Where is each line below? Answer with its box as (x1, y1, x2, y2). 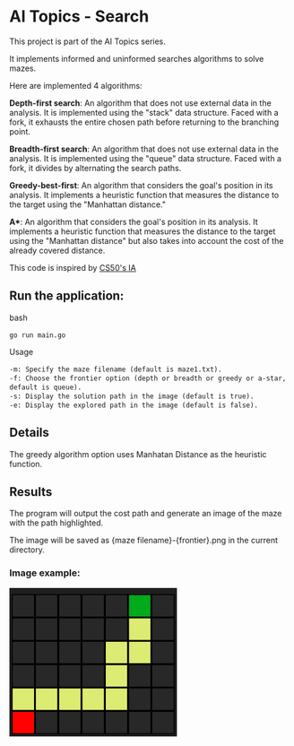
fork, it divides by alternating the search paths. (9, 162, 182, 173)
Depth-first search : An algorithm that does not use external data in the (9, 97, 272, 108)
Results (9, 484, 53, 499)
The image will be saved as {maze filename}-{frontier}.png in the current (9, 535, 279, 546)
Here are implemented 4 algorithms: (9, 80, 143, 91)
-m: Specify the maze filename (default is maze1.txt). (9, 365, 222, 374)
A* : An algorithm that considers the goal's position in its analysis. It (9, 216, 258, 227)
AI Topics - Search (9, 6, 150, 27)
